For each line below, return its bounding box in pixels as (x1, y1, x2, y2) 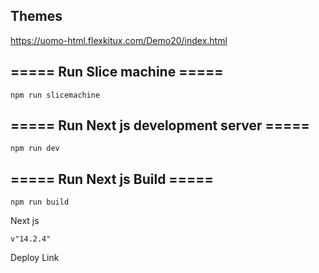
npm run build (10, 197, 70, 208)
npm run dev (10, 144, 60, 154)
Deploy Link (10, 252, 60, 264)
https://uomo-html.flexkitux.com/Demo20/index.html (10, 34, 228, 46)
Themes (10, 8, 63, 25)
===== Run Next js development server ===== (10, 117, 310, 134)
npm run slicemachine (10, 90, 101, 100)
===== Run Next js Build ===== (10, 170, 214, 188)
